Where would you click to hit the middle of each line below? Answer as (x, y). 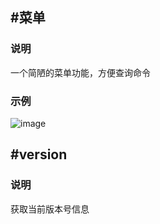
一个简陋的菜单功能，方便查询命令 (80, 72)
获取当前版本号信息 (50, 209)
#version (39, 154)
